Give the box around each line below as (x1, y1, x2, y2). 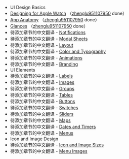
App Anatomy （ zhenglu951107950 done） (10, 17, 100, 22)
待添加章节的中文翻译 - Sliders (10, 111, 74, 117)
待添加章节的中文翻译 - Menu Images (10, 148, 88, 154)
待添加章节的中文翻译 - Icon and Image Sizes (10, 142, 104, 148)
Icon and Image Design (10, 136, 59, 142)
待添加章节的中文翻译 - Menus (10, 130, 73, 136)
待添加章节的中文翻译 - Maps (10, 117, 71, 123)
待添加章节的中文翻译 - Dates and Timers (10, 124, 96, 130)
